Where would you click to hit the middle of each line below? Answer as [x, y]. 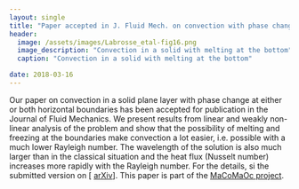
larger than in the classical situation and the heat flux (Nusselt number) [139, 156]
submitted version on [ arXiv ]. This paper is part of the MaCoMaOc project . [147, 175]
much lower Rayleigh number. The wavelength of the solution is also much [145, 146]
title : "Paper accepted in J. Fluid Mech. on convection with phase [139, 26]
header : [24, 34]
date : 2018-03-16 [41, 75]
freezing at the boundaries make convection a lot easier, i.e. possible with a [148, 138]
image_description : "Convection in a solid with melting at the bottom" [155, 51]
